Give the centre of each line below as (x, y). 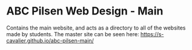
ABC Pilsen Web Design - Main (85, 11)
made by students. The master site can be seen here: (73, 34)
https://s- (152, 34)
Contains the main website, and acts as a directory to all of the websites (96, 28)
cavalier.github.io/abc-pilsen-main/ (50, 40)
